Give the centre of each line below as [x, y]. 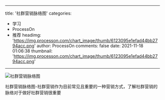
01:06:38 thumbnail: [32, 51]
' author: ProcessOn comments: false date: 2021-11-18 [89, 46]
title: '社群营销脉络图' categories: [39, 13]
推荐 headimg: [27, 35]
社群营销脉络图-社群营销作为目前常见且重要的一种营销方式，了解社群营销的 [82, 87]
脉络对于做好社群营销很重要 [33, 93]
